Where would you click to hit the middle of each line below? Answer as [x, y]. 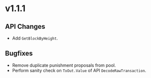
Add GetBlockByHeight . [35, 38]
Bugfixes [19, 53]
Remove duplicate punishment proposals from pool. [64, 65]
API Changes [25, 27]
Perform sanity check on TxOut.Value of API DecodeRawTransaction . [79, 70]
